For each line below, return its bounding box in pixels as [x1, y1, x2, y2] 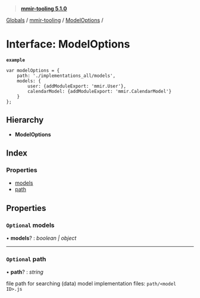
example [6, 57, 26, 63]
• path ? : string [6, 268, 43, 276]
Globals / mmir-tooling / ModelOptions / [6, 17, 104, 23]
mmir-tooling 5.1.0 [20, 5, 67, 12]
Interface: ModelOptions [6, 38, 130, 51]
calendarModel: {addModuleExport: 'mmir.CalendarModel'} [27, 88, 171, 94]
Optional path [6, 255, 46, 263]
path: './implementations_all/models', [17, 73, 116, 79]
